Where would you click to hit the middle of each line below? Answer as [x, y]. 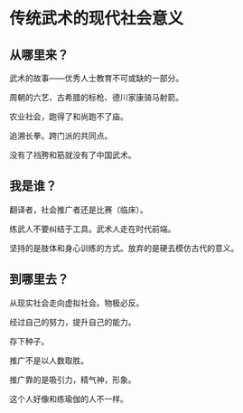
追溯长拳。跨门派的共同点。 [61, 136]
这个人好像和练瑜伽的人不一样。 [69, 399]
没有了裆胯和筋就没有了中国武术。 [73, 155]
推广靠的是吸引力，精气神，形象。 [73, 380]
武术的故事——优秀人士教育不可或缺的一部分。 [96, 78]
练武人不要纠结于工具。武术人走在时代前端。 [93, 229]
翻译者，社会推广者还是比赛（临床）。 [79, 210]
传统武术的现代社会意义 [97, 19]
